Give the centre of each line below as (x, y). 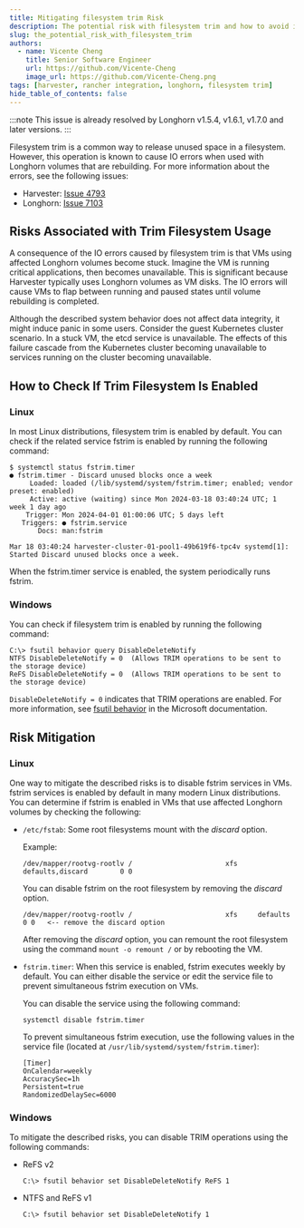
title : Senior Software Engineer (89, 60)
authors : (26, 43)
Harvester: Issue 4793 (64, 193)
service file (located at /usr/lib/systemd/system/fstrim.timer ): (141, 1046)
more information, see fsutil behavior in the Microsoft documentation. (139, 709)
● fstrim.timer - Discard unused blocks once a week (111, 475)
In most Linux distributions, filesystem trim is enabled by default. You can (146, 431)
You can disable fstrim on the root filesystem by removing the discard (152, 888)
